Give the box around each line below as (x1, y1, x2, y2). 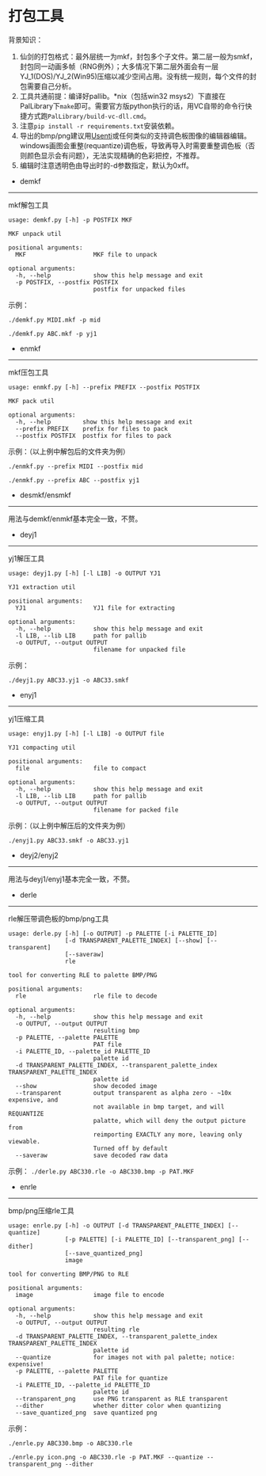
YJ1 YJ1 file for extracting (15, 603, 176, 612)
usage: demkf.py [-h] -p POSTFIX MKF (8, 215, 133, 224)
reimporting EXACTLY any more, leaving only (93, 1130, 243, 1139)
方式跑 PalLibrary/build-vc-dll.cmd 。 (26, 111, 151, 120)
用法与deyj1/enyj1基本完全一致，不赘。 (8, 874, 135, 884)
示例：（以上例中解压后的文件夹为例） (8, 820, 130, 830)
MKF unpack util (8, 230, 62, 238)
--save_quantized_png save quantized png (15, 1409, 158, 1417)
